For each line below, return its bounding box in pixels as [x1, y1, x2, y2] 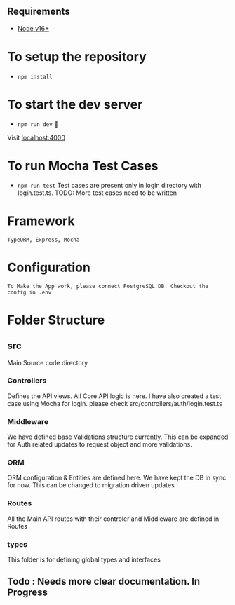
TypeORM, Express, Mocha [7, 236, 80, 243]
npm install [17, 73, 53, 80]
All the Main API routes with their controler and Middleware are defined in [7, 515, 220, 523]
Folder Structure [7, 312, 105, 328]
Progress [7, 587, 48, 599]
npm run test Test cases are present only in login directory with [17, 181, 202, 189]
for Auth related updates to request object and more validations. [7, 440, 193, 449]
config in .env [7, 289, 52, 296]
